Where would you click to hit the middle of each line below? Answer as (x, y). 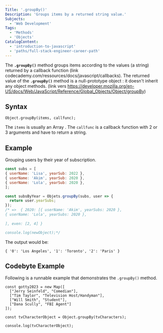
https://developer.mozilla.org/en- (101, 86)
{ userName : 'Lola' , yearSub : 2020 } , (45, 183)
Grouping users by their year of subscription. (51, 160)
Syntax (16, 107)
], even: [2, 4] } (24, 223)
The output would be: (27, 242)
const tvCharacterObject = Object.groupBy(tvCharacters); (66, 317)
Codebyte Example (35, 266)
